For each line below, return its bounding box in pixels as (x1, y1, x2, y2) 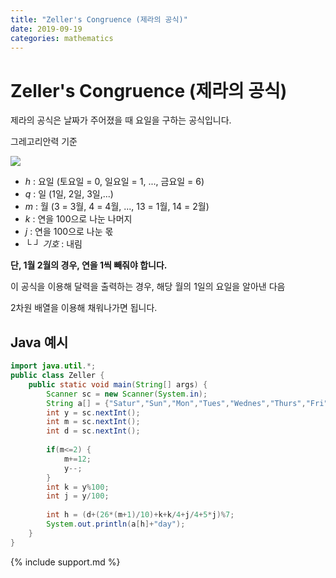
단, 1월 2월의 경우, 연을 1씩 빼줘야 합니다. (10, 259, 168, 271)
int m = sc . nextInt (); (46, 417, 141, 427)
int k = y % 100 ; (46, 482, 110, 492)
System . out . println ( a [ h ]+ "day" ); (46, 519, 186, 529)
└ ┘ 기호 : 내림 (24, 238, 83, 250)
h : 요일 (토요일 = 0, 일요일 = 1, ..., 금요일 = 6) (24, 176, 205, 188)
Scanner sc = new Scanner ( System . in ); (46, 389, 208, 399)
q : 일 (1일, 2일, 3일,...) (24, 188, 114, 200)
